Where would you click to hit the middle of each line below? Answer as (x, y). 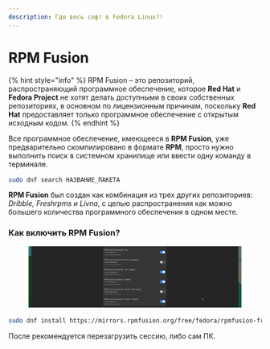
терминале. (28, 164)
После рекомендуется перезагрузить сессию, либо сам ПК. (112, 336)
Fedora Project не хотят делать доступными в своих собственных (121, 97)
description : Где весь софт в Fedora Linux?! (86, 17)
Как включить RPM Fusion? (64, 233)
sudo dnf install (37, 320)
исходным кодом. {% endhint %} (64, 123)
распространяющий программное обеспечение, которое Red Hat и (125, 88)
